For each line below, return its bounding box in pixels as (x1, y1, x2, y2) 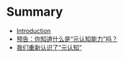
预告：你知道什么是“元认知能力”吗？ (16, 35, 118, 43)
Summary (6, 4, 63, 20)
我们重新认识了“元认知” (16, 43, 83, 51)
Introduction (16, 27, 51, 35)
